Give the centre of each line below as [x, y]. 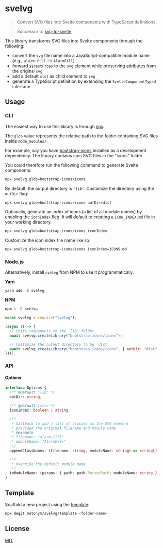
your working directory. [28, 222]
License [17, 529]
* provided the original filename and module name [64, 428]
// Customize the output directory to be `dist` [59, 344]
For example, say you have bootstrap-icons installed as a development [76, 150]
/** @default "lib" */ [32, 393]
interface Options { [26, 388]
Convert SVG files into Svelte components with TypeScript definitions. [87, 22]
